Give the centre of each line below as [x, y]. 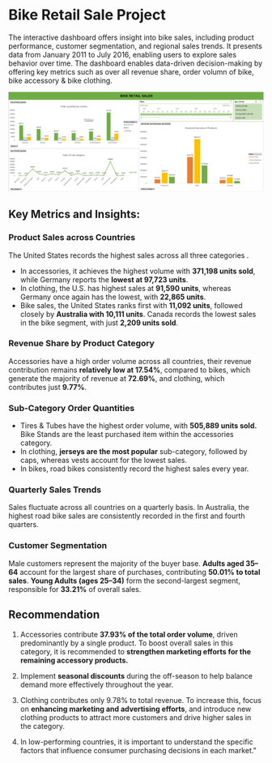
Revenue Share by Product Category [82, 344]
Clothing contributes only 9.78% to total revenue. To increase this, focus [140, 700]
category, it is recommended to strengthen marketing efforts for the [135, 651]
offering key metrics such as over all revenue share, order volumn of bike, [132, 71]
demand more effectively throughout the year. [97, 684]
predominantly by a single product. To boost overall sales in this [126, 643]
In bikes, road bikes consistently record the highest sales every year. [134, 469]
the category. [42, 726]
